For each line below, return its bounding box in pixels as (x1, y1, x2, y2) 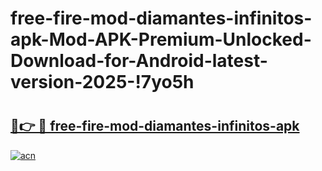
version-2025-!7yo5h (10, 71, 195, 94)
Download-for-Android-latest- (10, 50, 268, 72)
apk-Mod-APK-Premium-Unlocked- (10, 28, 312, 51)
